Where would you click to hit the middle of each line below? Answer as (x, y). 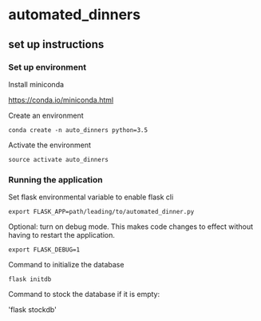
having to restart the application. (62, 235)
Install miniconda (36, 84)
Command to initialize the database (66, 265)
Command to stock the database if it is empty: (84, 295)
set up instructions (56, 44)
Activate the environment (50, 145)
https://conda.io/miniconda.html (61, 100)
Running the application (55, 179)
